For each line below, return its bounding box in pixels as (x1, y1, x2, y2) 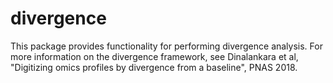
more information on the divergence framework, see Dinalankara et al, (10, 50, 299, 62)
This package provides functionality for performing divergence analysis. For (10, 40, 323, 52)
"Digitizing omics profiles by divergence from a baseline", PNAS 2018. (10, 61, 298, 73)
